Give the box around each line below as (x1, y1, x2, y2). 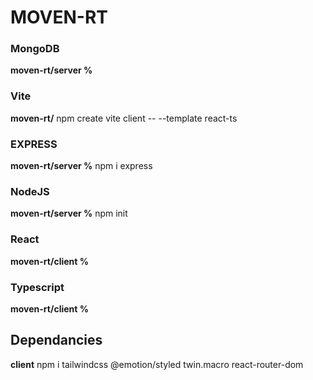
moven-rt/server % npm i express (10, 160, 153, 172)
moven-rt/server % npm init (10, 207, 128, 220)
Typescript (10, 280, 65, 294)
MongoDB (10, 42, 60, 56)
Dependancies (10, 332, 103, 349)
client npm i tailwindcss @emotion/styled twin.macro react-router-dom (10, 358, 304, 370)
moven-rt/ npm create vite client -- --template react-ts (10, 112, 238, 124)
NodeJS (10, 185, 50, 198)
